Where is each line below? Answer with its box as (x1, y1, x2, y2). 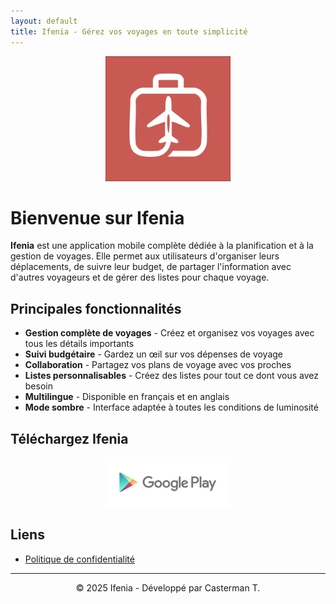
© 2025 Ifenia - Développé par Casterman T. (75, 581, 261, 594)
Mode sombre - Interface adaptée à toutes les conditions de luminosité (24, 401, 319, 414)
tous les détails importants (24, 338, 135, 350)
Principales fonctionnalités (10, 300, 182, 317)
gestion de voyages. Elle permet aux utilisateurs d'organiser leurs (10, 250, 280, 262)
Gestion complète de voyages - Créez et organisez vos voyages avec (24, 327, 315, 339)
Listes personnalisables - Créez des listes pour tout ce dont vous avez (24, 370, 320, 382)
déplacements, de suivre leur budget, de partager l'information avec (10, 261, 292, 273)
